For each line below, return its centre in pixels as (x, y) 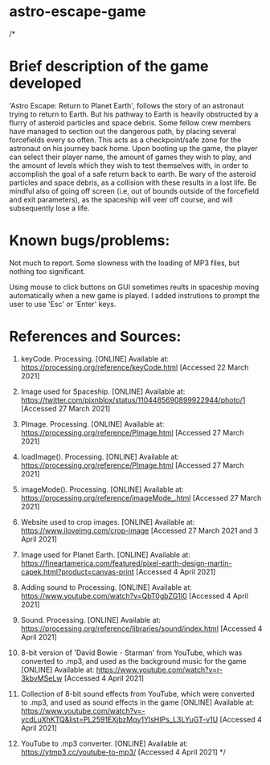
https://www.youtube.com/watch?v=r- (160, 669)
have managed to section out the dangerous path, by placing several (123, 131)
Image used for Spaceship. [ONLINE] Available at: (103, 391)
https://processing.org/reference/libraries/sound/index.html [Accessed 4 (141, 628)
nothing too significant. (47, 271)
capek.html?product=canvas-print (78, 571)
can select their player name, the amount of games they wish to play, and (131, 157)
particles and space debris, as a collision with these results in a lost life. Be (133, 182)
